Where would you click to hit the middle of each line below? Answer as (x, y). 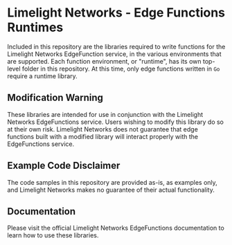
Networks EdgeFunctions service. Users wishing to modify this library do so (115, 122)
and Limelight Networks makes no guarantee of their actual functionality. (111, 190)
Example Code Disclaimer (64, 166)
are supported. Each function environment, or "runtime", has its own (105, 61)
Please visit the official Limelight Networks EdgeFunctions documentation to (116, 228)
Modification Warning (55, 98)
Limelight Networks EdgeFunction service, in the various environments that (114, 54)
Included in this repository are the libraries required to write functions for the (116, 46)
